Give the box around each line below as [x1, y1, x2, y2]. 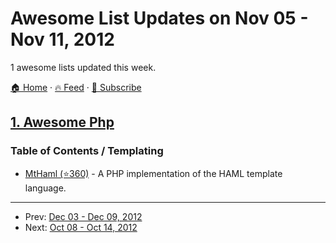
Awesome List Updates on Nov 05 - [10, 7, 309, 30]
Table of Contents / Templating [10, 144, 164, 158]
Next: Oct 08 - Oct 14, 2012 [24, 221, 138, 233]
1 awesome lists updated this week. [10, 61, 157, 73]
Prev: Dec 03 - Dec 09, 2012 [24, 210, 143, 222]
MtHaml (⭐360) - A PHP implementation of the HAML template [24, 167, 283, 179]
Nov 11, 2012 [10, 28, 115, 51]
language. [24, 182, 67, 194]
